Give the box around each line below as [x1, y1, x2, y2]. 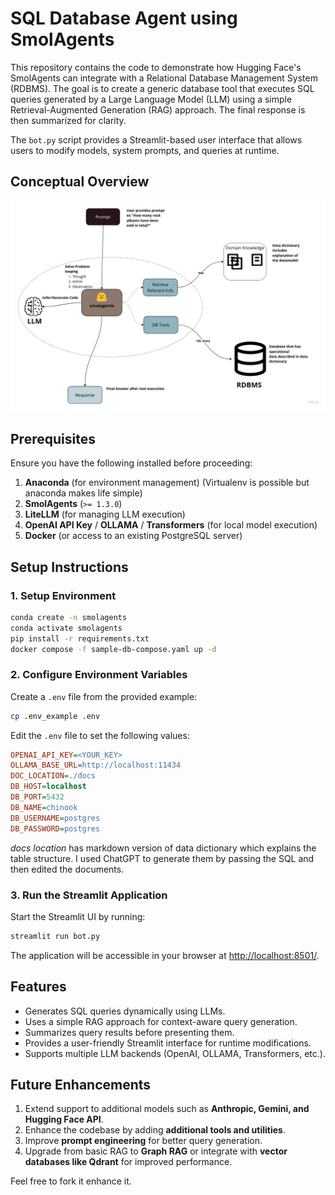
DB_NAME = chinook [10, 802, 78, 812]
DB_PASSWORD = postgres [10, 823, 101, 834]
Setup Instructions [10, 558, 129, 576]
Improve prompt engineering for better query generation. [24, 1135, 263, 1147]
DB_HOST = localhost [10, 782, 87, 792]
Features [10, 978, 67, 996]
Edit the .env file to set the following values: [10, 729, 190, 741]
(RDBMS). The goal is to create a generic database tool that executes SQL [10, 82, 315, 94]
